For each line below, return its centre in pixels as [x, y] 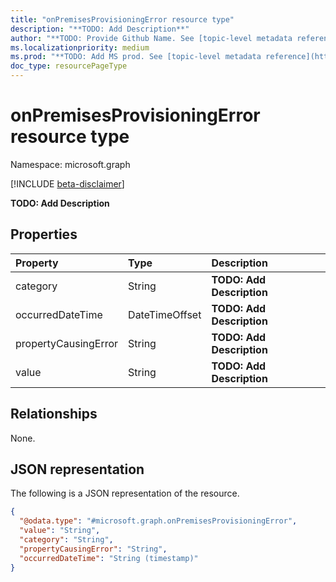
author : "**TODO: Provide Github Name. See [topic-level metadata [151, 38]
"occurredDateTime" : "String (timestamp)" [109, 558]
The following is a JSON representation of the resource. [125, 493]
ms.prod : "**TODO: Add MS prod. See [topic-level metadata [136, 57]
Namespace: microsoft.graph [70, 164]
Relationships [54, 414]
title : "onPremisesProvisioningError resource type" [122, 19]
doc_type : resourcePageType [69, 66]
